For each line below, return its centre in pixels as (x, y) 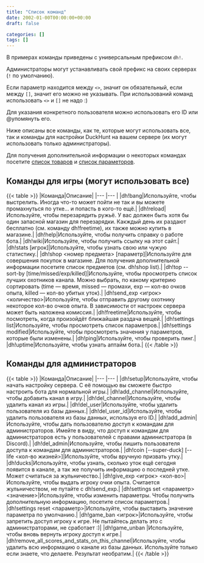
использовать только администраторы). (59, 143)
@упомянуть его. (29, 119)
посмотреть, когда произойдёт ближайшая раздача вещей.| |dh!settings (100, 318)
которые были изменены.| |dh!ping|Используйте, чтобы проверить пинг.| (101, 338)
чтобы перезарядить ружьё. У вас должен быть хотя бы (116, 215)
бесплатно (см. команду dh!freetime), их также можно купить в (89, 228)
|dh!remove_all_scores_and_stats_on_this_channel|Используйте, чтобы (96, 540)
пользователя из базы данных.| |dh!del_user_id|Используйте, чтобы (94, 411)
